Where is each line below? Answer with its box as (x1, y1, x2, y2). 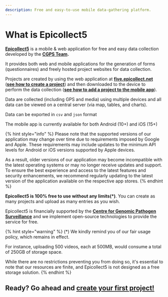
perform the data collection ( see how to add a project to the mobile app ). (5, 86, 157, 92)
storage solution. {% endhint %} (5, 269, 72, 275)
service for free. (5, 219, 39, 225)
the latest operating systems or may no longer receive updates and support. (5, 162, 162, 168)
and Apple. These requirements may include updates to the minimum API (5, 141, 156, 147)
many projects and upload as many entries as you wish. (5, 198, 120, 204)
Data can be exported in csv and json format (5, 111, 97, 117)
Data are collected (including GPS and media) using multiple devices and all (5, 96, 161, 102)
